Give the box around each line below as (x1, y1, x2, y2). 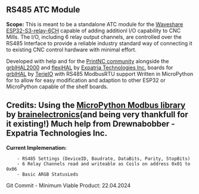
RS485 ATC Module (6, 5, 80, 15)
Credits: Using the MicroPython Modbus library (6, 100, 186, 110)
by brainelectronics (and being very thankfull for (6, 110, 189, 120)
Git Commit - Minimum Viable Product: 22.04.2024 (6, 181, 131, 189)
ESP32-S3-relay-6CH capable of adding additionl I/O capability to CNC (6, 27, 181, 34)
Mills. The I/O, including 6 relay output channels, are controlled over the (6, 33, 182, 41)
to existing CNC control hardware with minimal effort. (6, 46, 137, 53)
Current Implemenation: (6, 144, 67, 151)
